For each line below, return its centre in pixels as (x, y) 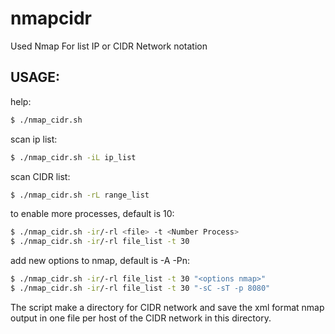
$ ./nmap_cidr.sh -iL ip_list (73, 157)
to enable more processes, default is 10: (92, 214)
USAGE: (35, 77)
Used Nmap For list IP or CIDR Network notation (109, 46)
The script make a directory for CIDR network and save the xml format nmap (167, 307)
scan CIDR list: (40, 176)
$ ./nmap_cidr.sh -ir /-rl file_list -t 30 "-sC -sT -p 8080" (140, 288)
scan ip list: (34, 139)
